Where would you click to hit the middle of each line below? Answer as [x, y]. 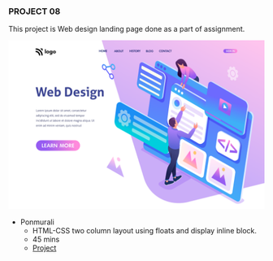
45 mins [46, 239]
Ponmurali [37, 222]
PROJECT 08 [35, 11]
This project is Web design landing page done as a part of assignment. [127, 29]
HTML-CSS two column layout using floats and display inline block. [145, 231]
